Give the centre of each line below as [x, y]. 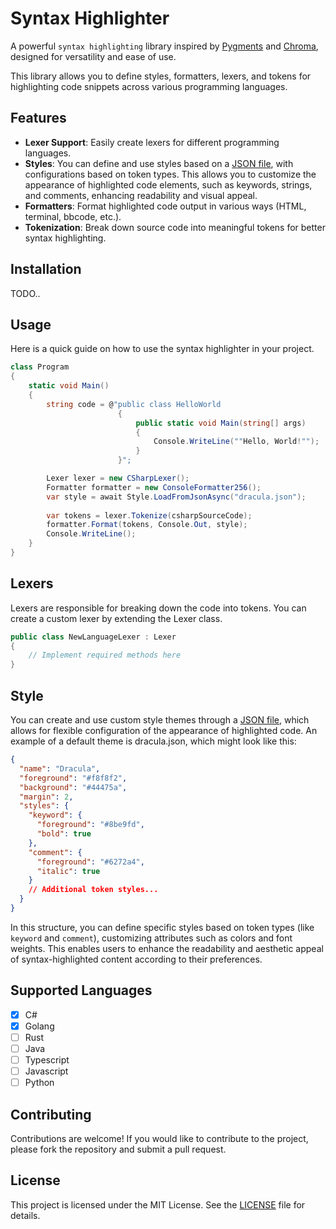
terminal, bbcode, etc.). [73, 216]
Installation [46, 269]
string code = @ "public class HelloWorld [134, 404]
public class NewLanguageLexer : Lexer [93, 637]
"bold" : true [64, 834]
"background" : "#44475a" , [73, 787]
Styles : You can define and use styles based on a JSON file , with [159, 163]
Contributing [51, 1114]
